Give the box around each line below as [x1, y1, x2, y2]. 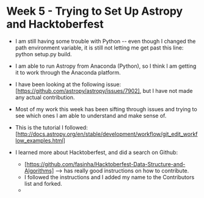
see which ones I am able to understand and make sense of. [15, 112, 167, 119]
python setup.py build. [15, 50, 72, 57]
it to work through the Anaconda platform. [15, 68, 121, 76]
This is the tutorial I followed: [15, 123, 88, 131]
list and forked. [24, 180, 62, 187]
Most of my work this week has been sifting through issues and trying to [15, 105, 197, 112]
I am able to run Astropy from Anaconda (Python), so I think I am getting [15, 62, 197, 70]
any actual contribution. [15, 94, 75, 101]
